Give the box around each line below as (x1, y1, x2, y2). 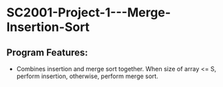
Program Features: (6, 47, 89, 58)
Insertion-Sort (6, 19, 90, 35)
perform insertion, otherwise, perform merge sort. (16, 72, 159, 80)
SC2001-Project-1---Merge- (6, 5, 171, 21)
